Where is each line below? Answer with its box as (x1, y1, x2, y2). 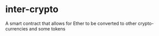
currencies (5, 25, 28, 31)
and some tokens (29, 25, 66, 31)
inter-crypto (5, 4, 59, 15)
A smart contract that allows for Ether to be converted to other (5, 20, 137, 26)
